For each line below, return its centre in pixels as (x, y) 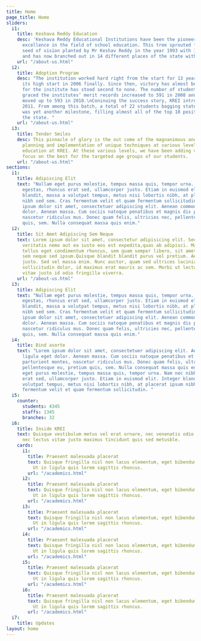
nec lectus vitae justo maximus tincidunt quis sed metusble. (101, 440)
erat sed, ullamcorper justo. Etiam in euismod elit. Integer (101, 379)
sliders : (17, 23)
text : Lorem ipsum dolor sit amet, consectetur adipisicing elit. (101, 240)
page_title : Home (28, 17)
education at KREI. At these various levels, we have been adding (106, 151)
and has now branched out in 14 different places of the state (103, 56)
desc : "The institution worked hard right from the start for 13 (100, 78)
